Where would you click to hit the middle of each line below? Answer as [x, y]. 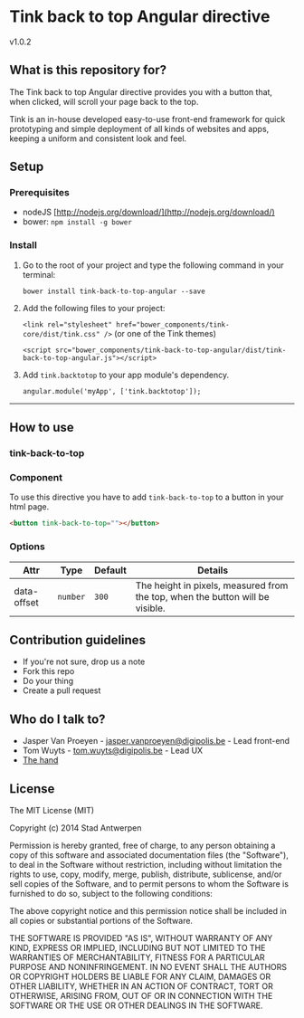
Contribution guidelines [78, 640]
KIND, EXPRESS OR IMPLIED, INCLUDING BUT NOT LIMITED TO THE [138, 947]
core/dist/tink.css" [61, 334]
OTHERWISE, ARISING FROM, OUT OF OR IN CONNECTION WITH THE [141, 995]
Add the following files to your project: [94, 308]
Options [27, 547]
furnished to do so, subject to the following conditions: [111, 893]
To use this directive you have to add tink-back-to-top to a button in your [147, 497]
